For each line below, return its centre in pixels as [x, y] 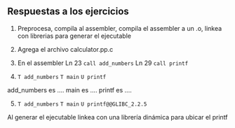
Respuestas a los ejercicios [68, 12]
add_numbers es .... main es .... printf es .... [69, 90]
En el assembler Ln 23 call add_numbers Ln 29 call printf [103, 63]
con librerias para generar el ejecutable [74, 36]
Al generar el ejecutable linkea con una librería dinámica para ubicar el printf [117, 117]
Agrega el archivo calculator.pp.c [65, 49]
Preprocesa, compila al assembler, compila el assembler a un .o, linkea [120, 28]
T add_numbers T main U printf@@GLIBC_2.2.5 [82, 104]
